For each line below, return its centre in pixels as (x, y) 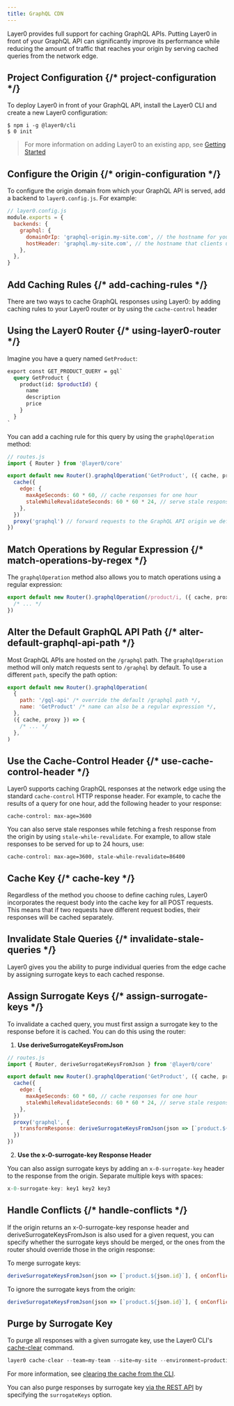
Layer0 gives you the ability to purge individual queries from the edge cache (117, 966)
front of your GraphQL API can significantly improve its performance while (114, 41)
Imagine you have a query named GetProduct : (72, 358)
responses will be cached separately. (61, 917)
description (43, 397)
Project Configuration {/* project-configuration (112, 78)
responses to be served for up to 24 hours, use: (76, 844)
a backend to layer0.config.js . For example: (72, 198)
